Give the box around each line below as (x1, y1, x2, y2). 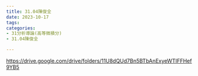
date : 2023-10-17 (6, 14, 49, 20)
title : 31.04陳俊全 (6, 8, 52, 15)
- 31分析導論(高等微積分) (6, 31, 62, 37)
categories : (6, 25, 36, 31)
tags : (6, 19, 20, 25)
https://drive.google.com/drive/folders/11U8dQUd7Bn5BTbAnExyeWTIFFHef (6, 57, 192, 64)
